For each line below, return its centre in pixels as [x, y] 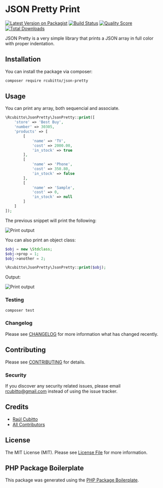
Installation [23, 59]
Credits [17, 407]
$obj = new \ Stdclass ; [29, 249]
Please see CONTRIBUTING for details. [45, 362]
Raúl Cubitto [25, 419]
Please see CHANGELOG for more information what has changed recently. [82, 334]
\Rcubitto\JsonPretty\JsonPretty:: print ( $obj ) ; [56, 268]
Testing [14, 300]
